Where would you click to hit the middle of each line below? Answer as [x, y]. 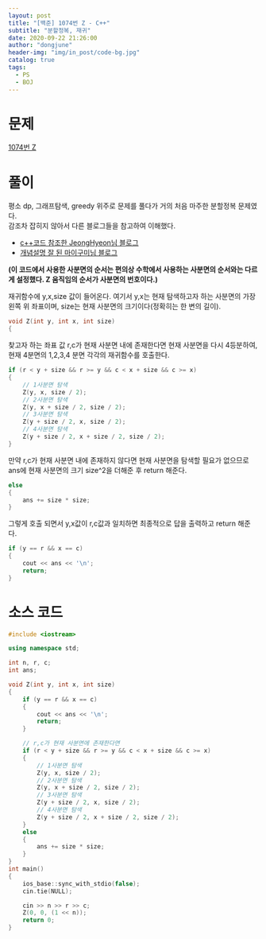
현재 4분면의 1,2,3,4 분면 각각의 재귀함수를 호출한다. [89, 355]
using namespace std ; [44, 649]
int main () [26, 869]
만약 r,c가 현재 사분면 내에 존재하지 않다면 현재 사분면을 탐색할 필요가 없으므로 [129, 460]
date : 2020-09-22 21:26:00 [53, 38]
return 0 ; [39, 920]
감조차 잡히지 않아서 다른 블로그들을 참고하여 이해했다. [92, 226]
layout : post [30, 16]
